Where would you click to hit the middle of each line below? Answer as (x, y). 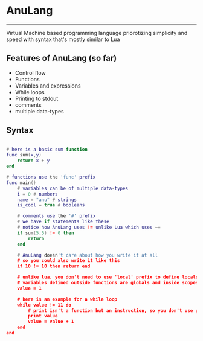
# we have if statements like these (63, 222)
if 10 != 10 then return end (54, 266)
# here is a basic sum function (47, 149)
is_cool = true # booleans (51, 205)
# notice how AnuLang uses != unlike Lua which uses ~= (89, 228)
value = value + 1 (51, 322)
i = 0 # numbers (38, 194)
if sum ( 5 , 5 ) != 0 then (46, 233)
